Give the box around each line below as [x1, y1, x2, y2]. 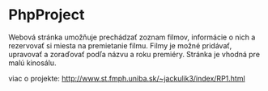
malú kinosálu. [8, 58, 57, 68]
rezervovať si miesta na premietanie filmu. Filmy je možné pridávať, [8, 40, 232, 50]
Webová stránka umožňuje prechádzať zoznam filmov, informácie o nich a [8, 32, 256, 42]
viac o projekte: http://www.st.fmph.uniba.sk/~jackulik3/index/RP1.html [8, 73, 245, 83]
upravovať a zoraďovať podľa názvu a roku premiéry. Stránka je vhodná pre [8, 49, 261, 59]
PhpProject [8, 6, 85, 24]
